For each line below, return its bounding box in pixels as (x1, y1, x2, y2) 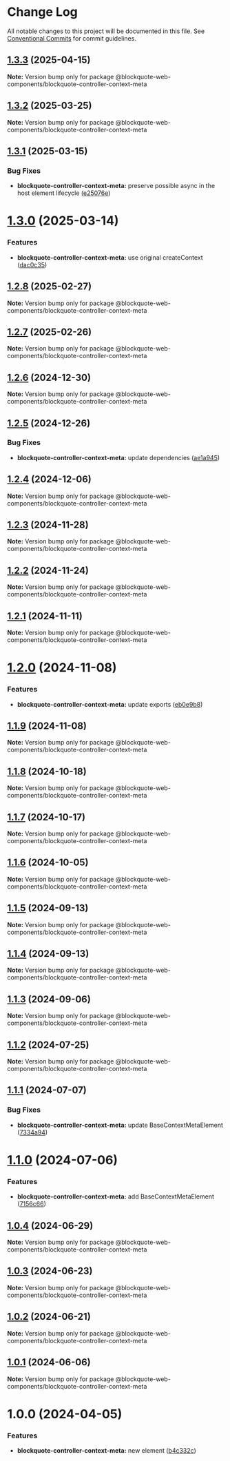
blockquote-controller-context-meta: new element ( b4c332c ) (17, 1447, 196, 1454)
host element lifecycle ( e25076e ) (17, 189, 111, 197)
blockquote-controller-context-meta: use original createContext (17, 253, 203, 262)
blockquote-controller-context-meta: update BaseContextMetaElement (17, 1121, 224, 1129)
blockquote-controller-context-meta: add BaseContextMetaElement (17, 1192, 215, 1201)
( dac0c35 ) (17, 260, 48, 269)
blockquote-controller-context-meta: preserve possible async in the (17, 182, 216, 190)
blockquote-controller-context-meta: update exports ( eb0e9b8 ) (17, 700, 203, 708)
